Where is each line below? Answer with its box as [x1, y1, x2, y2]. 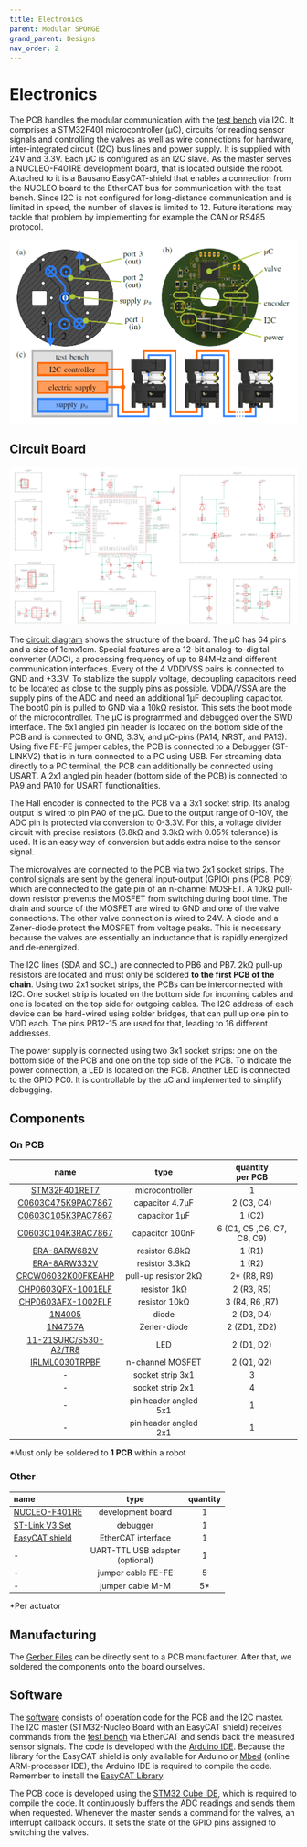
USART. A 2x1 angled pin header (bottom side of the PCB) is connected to [9, 770, 288, 781]
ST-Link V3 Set [13, 1519, 72, 1530]
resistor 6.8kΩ [136, 1245, 191, 1256]
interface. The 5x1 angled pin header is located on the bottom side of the [9, 722, 283, 733]
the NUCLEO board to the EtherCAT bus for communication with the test [9, 183, 281, 194]
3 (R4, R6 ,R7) [225, 1295, 279, 1307]
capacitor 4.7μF [133, 1197, 195, 1208]
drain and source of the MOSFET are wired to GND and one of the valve [9, 903, 280, 914]
